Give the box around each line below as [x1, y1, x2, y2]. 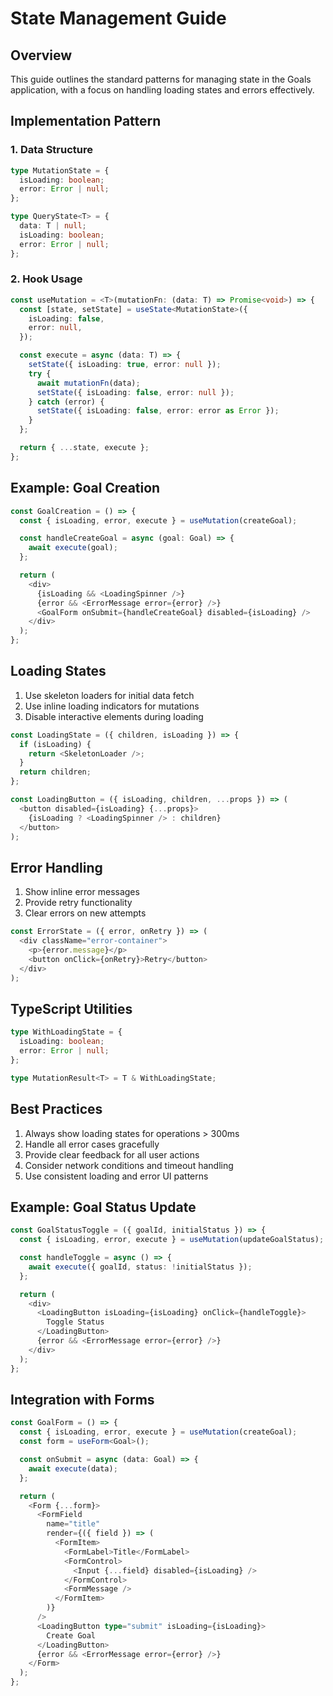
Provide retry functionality [24, 897, 133, 909]
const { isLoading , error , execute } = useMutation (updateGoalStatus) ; [19, 1235, 325, 1245]
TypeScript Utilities [10, 1000, 133, 1017]
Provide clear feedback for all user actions [24, 1148, 200, 1161]
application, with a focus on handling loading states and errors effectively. [10, 84, 315, 96]
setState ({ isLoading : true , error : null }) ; [28, 360, 222, 370]
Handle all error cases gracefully [24, 1138, 160, 1150]
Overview [10, 47, 73, 64]
